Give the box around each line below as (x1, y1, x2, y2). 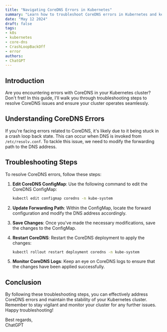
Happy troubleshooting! (5, 307, 54, 313)
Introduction (5, 77, 45, 85)
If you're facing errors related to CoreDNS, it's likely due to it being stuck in (5, 128, 159, 134)
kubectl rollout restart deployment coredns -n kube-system (12, 249, 140, 254)
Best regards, (5, 317, 33, 323)
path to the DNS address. (5, 144, 57, 150)
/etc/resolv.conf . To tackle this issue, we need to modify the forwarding (5, 138, 155, 144)
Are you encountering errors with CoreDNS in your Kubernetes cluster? (5, 90, 151, 96)
